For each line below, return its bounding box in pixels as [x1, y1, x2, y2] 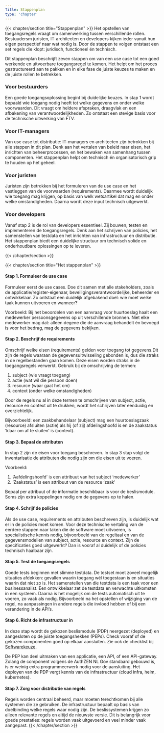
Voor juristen [5, 172, 37, 179]
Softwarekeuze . [5, 644, 37, 650]
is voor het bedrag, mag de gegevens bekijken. [5, 325, 100, 331]
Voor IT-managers [5, 128, 50, 134]
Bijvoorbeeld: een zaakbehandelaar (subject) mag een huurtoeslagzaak [5, 418, 149, 423]
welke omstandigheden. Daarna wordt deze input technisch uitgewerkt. [5, 199, 149, 205]
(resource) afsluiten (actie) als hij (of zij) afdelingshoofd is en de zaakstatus [5, 422, 157, 428]
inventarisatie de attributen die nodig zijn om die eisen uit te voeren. [5, 455, 142, 461]
